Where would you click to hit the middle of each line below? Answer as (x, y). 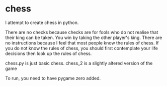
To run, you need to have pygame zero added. (53, 78)
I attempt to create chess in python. (42, 22)
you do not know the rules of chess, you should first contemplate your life (82, 48)
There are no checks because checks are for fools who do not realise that (82, 32)
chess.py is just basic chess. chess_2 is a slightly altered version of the (79, 63)
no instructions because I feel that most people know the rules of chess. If (82, 42)
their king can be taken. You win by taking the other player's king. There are (84, 37)
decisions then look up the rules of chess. (49, 53)
